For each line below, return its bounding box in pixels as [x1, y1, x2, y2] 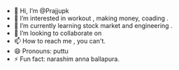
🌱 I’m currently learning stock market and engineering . [13, 22, 173, 29]
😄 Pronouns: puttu [13, 47, 69, 55]
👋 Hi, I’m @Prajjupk [13, 7, 69, 15]
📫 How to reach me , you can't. [13, 37, 106, 45]
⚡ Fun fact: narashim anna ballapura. [13, 55, 120, 63]
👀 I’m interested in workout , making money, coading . [13, 14, 169, 22]
